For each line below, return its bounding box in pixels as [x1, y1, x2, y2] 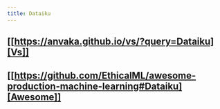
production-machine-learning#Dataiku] [7, 81, 183, 92]
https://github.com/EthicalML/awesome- [14, 70, 196, 81]
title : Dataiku [7, 10, 51, 17]
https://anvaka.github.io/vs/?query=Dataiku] [14, 36, 214, 48]
